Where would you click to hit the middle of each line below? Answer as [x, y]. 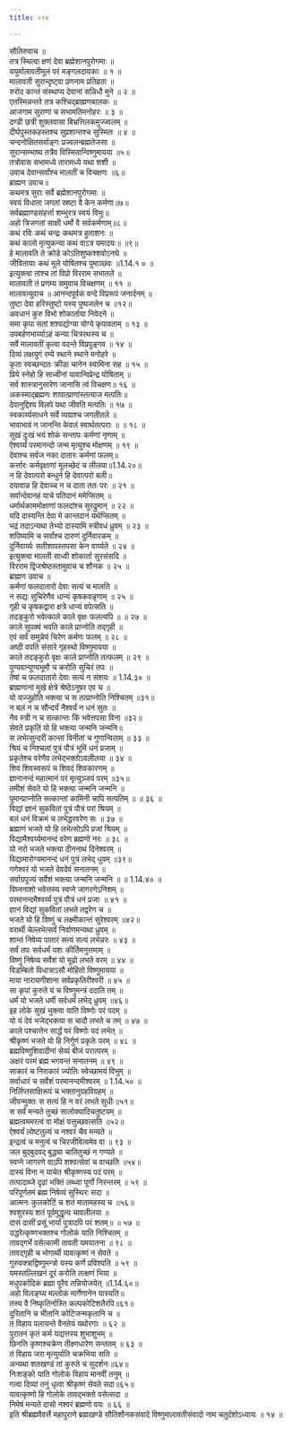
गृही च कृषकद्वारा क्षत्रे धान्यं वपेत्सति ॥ [61, 606]
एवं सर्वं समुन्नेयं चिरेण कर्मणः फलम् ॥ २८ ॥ [69, 636]
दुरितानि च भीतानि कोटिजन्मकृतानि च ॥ [65, 1313]
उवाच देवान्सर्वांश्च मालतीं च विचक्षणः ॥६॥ [67, 172]
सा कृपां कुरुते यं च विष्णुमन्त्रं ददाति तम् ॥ [66, 990]
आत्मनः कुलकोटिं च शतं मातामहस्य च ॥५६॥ [72, 1202]
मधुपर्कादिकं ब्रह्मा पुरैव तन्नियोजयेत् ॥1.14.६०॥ [74, 1283]
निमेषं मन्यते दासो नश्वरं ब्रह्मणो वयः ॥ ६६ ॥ [69, 1404]
